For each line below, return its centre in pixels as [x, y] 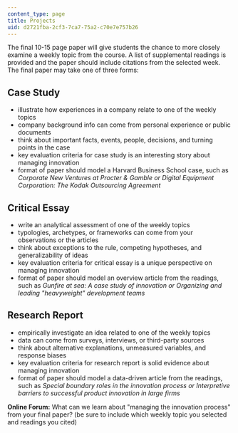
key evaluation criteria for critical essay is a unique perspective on [115, 263]
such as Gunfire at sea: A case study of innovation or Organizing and [120, 285]
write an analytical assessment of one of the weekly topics [104, 225]
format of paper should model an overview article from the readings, [118, 278]
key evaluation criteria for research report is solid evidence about [113, 362]
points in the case [44, 147]
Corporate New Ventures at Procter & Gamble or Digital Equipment [116, 178]
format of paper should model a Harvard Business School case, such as [123, 170]
